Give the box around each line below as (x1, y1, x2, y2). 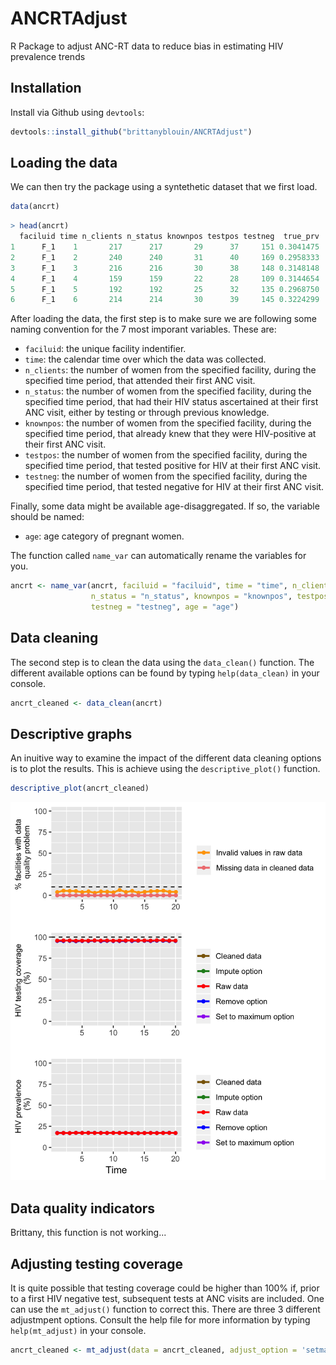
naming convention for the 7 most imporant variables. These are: (10, 323, 277, 336)
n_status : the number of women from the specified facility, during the (24, 385, 312, 397)
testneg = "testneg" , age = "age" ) (90, 602, 240, 612)
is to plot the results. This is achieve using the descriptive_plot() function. (10, 763, 321, 775)
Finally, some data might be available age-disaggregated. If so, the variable (10, 500, 320, 512)
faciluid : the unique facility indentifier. (24, 343, 187, 355)
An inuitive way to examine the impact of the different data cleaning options (10, 752, 322, 764)
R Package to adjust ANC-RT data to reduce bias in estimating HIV (10, 40, 284, 52)
